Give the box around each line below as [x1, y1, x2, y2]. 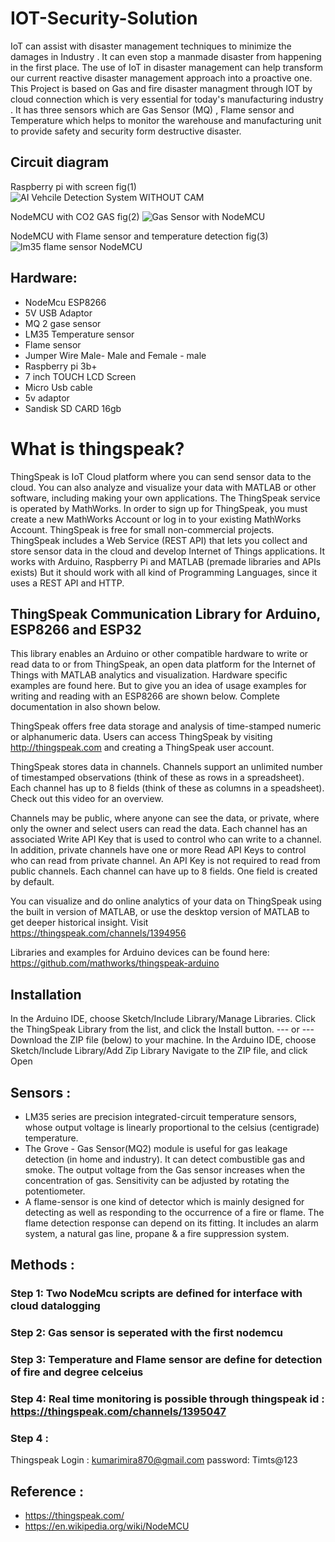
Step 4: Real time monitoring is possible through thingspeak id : [10, 1392, 325, 1406]
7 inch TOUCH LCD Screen [24, 370, 137, 382]
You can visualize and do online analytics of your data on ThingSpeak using [10, 895, 322, 907]
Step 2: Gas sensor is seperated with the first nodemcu [10, 1326, 283, 1340]
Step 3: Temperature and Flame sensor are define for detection [10, 1353, 323, 1367]
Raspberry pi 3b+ [24, 360, 98, 372]
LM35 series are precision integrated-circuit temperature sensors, [24, 1110, 297, 1122]
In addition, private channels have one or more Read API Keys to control [10, 844, 307, 856]
